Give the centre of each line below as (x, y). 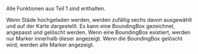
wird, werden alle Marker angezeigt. (50, 45)
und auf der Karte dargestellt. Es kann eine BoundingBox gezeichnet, (91, 26)
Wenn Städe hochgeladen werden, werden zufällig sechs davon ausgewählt (99, 20)
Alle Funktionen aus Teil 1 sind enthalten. (56, 9)
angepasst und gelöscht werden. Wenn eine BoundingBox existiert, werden (98, 32)
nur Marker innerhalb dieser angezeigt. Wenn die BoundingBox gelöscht (95, 38)
